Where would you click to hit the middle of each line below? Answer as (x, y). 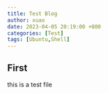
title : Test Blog (32, 14)
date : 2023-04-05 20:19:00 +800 (54, 26)
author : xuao (26, 20)
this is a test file (30, 84)
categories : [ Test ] (36, 33)
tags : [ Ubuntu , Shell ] (39, 40)
